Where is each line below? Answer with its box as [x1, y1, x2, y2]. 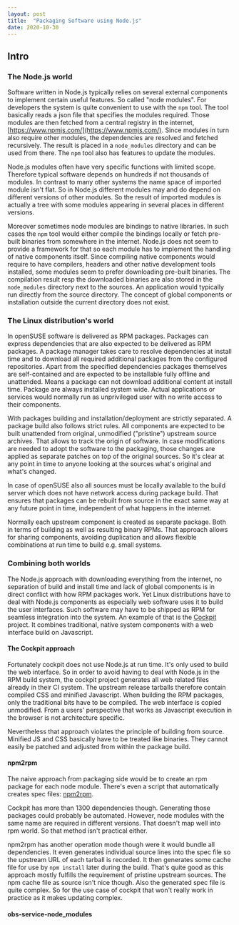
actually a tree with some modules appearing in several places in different [7, 201, 225, 209]
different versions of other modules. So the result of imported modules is [7, 193, 222, 202]
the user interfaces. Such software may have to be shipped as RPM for [7, 605, 215, 613]
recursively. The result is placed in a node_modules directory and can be [7, 141, 216, 150]
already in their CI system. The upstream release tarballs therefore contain [7, 683, 226, 691]
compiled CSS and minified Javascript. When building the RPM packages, [7, 691, 225, 699]
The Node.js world [7, 71, 73, 81]
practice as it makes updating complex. [7, 894, 123, 902]
